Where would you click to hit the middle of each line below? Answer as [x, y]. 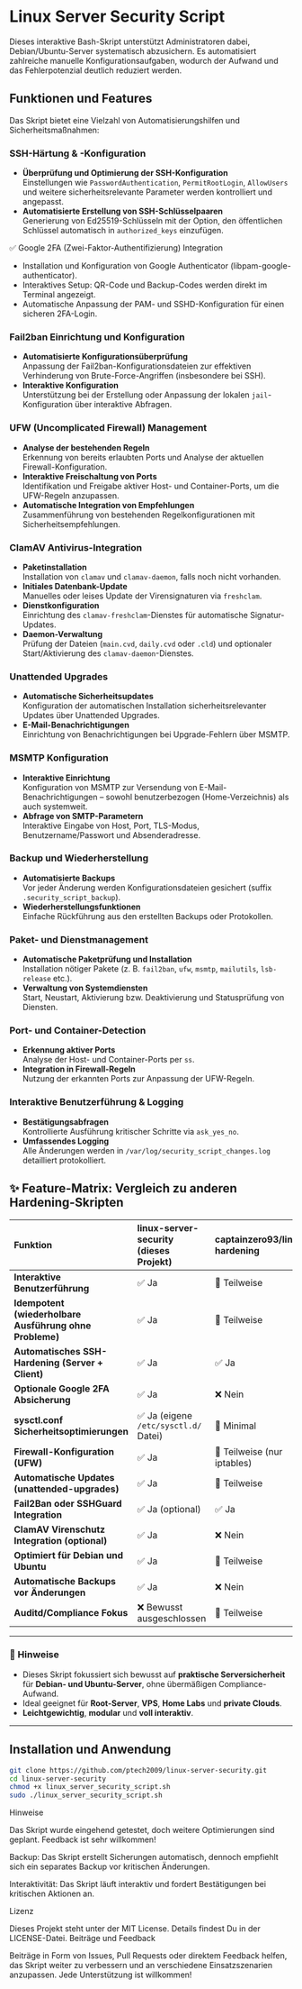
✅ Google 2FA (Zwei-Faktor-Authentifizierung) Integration [116, 248]
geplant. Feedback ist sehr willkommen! [83, 1839]
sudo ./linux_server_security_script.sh [86, 1795]
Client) [29, 1373]
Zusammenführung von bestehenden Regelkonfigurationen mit [138, 515]
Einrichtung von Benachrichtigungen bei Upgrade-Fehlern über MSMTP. [156, 734]
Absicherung [42, 1400]
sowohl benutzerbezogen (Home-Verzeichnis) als [197, 797]
